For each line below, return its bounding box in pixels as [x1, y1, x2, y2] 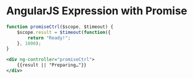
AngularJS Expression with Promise [6, 4, 188, 18]
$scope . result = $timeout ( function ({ [17, 29, 111, 35]
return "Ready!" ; [27, 34, 71, 41]
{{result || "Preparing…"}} [17, 62, 87, 68]
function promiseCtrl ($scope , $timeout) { [6, 24, 114, 30]
